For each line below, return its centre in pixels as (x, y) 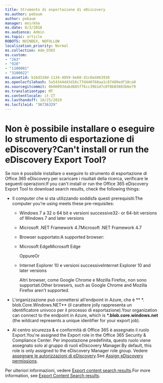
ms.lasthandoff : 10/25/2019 (34, 100)
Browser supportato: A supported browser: (62, 237)
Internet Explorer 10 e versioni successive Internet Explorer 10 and (85, 265)
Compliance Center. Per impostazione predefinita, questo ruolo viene (81, 340)
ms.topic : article (24, 37)
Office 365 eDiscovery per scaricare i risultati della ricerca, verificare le (77, 178)
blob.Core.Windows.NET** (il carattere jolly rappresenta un (72, 305)
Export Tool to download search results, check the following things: (72, 189)
